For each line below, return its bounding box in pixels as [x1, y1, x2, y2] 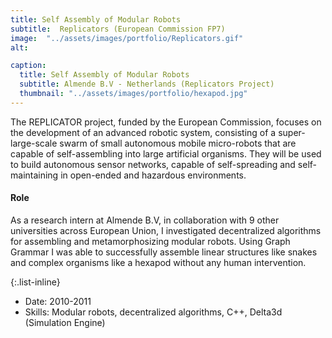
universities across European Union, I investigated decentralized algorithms [10, 224, 322, 236]
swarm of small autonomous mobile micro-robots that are [59, 137, 297, 149]
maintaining [10, 169, 59, 181]
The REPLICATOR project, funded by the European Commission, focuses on [10, 116, 322, 128]
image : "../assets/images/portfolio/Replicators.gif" [10, 33, 244, 43]
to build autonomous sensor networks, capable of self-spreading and [10, 158, 296, 170]
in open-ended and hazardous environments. [60, 169, 247, 181]
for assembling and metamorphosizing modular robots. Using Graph [10, 235, 291, 247]
